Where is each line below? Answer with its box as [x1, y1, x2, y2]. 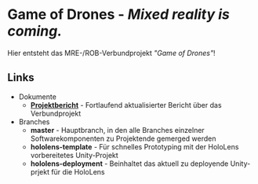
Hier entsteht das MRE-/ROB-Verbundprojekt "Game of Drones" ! [7, 48, 216, 57]
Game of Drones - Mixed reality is [7, 6, 231, 24]
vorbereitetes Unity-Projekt [30, 150, 118, 160]
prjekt [30, 167, 50, 176]
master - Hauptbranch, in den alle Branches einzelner [30, 125, 205, 134]
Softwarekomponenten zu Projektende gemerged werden [30, 134, 216, 143]
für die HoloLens [51, 167, 105, 176]
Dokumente [18, 92, 56, 101]
